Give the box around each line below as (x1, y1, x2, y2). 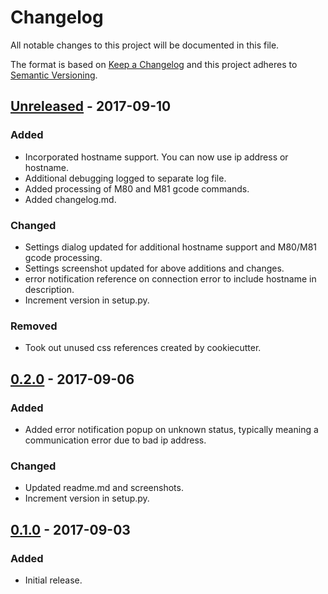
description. (24, 283, 75, 295)
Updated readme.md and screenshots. (24, 482, 184, 494)
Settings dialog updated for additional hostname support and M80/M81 (24, 241, 317, 253)
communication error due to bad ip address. (24, 434, 207, 446)
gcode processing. (24, 251, 103, 263)
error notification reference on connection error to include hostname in (24, 272, 317, 285)
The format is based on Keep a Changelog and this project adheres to (10, 58, 298, 70)
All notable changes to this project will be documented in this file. (10, 39, 280, 51)
